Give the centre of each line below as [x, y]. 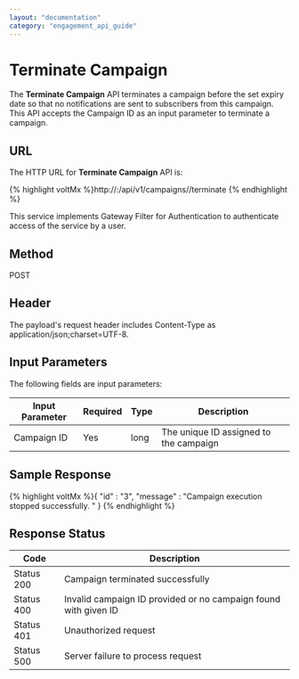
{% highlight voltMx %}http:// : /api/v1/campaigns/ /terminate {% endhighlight [148, 190]
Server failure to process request [133, 656]
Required [103, 411]
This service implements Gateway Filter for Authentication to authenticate [144, 217]
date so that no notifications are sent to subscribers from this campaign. [141, 104]
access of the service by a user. [68, 226]
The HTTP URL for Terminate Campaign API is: [96, 172]
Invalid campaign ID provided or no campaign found [172, 600]
